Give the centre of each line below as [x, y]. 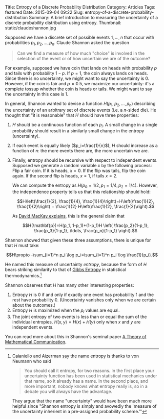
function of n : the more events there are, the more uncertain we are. [80, 151]
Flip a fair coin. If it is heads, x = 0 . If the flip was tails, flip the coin [79, 171]
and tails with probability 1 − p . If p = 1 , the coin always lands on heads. [77, 73]
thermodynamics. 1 [23, 275]
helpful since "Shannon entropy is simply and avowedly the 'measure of [84, 406]
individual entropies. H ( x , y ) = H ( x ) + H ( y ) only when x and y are [76, 322]
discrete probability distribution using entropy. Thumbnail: [63, 23]
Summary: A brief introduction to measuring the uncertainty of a [93, 17]
